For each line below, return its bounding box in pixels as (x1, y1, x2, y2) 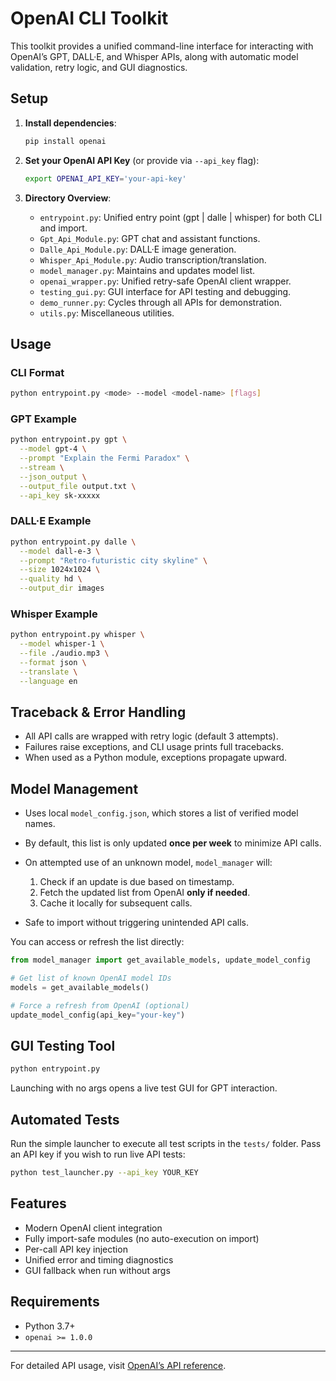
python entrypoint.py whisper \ (10, 630, 145, 640)
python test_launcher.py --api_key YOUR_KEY (10, 1168, 199, 1178)
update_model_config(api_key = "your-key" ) (10, 1010, 186, 1020)
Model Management (10, 780, 139, 797)
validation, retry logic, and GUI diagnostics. (10, 61, 188, 73)
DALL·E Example (10, 514, 92, 528)
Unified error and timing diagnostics (24, 1253, 174, 1266)
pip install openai (24, 136, 107, 146)
